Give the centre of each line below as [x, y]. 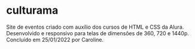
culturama [32, 10]
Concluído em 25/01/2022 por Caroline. [55, 39]
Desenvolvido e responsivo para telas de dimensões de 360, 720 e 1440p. [98, 33]
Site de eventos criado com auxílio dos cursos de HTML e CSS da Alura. [95, 27]
